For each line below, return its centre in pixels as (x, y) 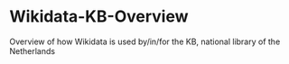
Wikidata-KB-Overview (99, 17)
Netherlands (33, 50)
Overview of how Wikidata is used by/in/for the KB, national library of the (145, 41)
